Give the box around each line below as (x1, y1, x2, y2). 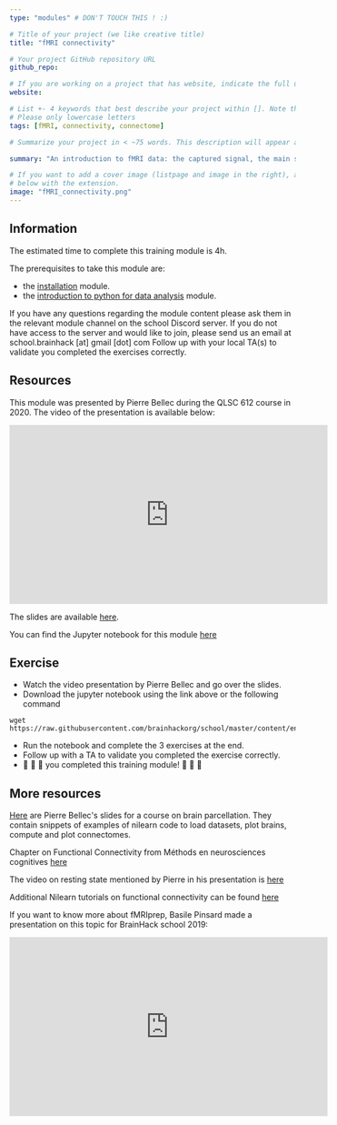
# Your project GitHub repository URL (9, 55, 156, 64)
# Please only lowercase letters (9, 113, 136, 122)
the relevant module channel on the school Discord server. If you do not (9, 317, 278, 328)
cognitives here (9, 857, 68, 868)
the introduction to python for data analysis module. (22, 290, 217, 301)
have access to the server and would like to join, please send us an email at (9, 326, 292, 337)
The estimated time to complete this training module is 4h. (9, 245, 227, 256)
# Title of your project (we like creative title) (9, 29, 205, 39)
